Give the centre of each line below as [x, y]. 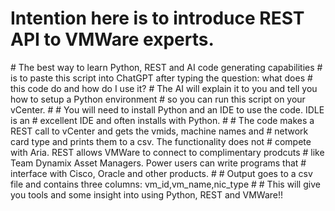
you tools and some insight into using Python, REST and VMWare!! [147, 194]
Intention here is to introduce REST [157, 18]
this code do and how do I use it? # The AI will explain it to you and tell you [164, 88]
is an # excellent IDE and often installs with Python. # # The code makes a [162, 120]
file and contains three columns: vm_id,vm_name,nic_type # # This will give [165, 184]
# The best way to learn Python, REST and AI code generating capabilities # [166, 67]
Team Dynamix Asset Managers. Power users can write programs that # [158, 163]
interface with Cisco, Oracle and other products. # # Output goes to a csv [161, 173]
